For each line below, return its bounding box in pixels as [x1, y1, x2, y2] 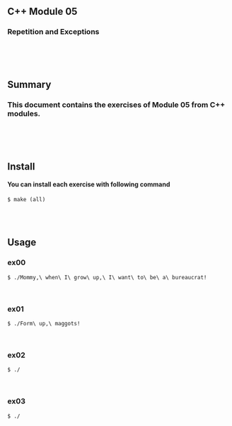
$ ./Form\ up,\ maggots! [7, 320, 81, 327]
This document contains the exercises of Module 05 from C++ [7, 100, 226, 109]
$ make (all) [7, 196, 46, 203]
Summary [7, 79, 52, 91]
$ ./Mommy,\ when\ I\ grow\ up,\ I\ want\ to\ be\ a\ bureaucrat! [7, 274, 207, 281]
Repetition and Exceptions [7, 27, 100, 37]
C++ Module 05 [7, 6, 78, 18]
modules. [7, 109, 41, 118]
